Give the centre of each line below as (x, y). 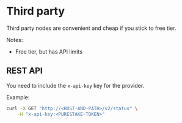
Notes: (15, 40)
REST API (24, 71)
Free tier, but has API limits (49, 51)
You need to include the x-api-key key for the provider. (75, 85)
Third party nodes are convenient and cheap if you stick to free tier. (91, 28)
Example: (18, 97)
